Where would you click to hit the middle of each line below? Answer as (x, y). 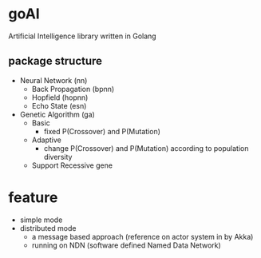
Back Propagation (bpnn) (73, 89)
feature (33, 197)
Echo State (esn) (59, 105)
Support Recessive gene (72, 165)
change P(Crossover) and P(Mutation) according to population (146, 148)
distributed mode (48, 228)
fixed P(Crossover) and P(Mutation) (102, 131)
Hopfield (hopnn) (60, 97)
